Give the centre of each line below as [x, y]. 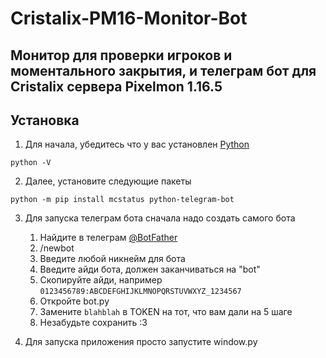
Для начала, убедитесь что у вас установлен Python [137, 144]
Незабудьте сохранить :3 [93, 323]
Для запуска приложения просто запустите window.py [141, 342]
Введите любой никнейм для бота [112, 259]
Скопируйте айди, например [101, 280]
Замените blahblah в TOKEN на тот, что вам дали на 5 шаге [166, 312]
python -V [31, 163]
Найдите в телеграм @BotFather [108, 238]
